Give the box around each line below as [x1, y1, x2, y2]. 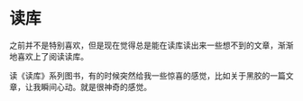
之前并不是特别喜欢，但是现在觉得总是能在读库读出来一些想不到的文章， [9, 40, 278, 50]
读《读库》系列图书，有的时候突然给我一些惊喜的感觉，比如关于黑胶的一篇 [9, 69, 286, 81]
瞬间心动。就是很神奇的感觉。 [40, 81, 151, 92]
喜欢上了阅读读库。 [16, 50, 88, 61]
